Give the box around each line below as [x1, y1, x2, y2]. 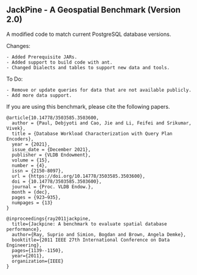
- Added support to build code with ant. [6, 59, 113, 66]
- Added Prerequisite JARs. [6, 54, 78, 60]
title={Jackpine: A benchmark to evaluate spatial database [12, 221, 167, 227]
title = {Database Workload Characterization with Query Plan [12, 131, 173, 137]
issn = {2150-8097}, [12, 168, 64, 174]
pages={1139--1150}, [12, 247, 64, 254]
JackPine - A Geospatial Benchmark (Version [6, 5, 181, 15]
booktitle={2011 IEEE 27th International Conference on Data [12, 237, 170, 243]
